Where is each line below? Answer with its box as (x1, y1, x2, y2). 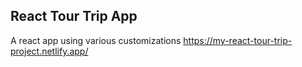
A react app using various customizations (10, 34, 182, 46)
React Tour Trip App (10, 8, 138, 25)
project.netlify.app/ (10, 45, 89, 57)
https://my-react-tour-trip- (183, 34, 293, 46)
